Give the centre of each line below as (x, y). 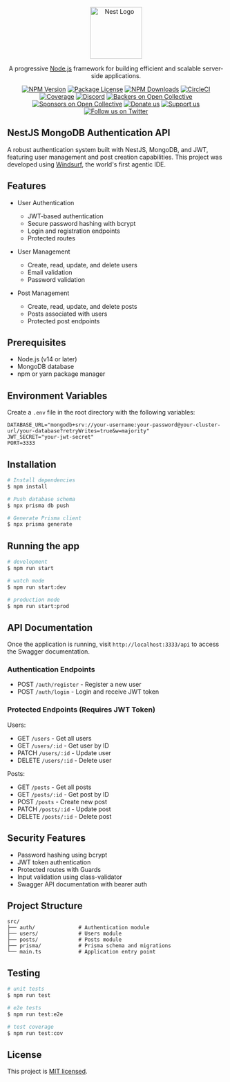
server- (213, 68)
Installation (32, 464)
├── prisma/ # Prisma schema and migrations (89, 946)
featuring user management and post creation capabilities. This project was (115, 157)
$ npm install (28, 486)
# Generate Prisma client (44, 518)
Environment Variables (57, 396)
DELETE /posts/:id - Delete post (64, 816)
